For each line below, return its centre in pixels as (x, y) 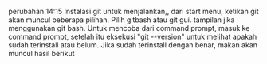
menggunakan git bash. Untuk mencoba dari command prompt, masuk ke (129, 28)
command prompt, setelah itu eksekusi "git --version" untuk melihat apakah (133, 36)
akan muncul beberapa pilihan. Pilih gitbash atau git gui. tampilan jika (122, 20)
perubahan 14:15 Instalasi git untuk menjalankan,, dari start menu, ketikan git (133, 11)
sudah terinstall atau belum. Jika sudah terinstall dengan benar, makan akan (133, 45)
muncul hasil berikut (41, 53)
